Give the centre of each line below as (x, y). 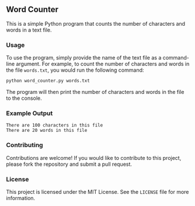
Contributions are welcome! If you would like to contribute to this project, (94, 158)
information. (21, 198)
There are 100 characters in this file (55, 125)
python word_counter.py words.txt (48, 81)
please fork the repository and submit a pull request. (69, 164)
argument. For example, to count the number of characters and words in (103, 64)
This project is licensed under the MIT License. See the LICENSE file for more (97, 191)
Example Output (29, 113)
